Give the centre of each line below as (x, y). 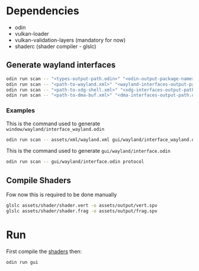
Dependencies (43, 11)
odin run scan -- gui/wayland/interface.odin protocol (75, 162)
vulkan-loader (32, 33)
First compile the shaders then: (44, 251)
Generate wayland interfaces (61, 65)
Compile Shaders (38, 180)
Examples (21, 111)
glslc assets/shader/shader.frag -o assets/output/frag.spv (82, 211)
